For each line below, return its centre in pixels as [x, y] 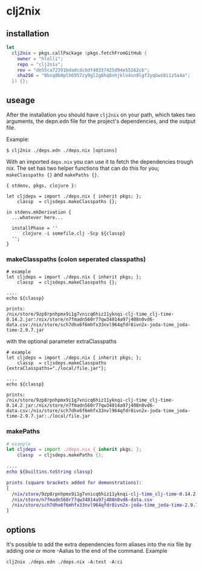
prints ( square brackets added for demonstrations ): [74, 483]
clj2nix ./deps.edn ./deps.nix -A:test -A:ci [64, 562]
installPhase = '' [35, 228]
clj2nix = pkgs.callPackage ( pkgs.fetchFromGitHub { [79, 53]
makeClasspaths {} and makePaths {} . [53, 175]
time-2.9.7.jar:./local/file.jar [48, 416]
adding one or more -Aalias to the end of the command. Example [87, 550]
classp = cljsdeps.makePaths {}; [60, 455]
